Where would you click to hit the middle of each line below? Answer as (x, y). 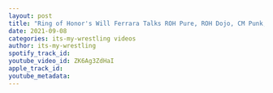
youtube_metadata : (39, 76)
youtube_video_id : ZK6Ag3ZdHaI (61, 61)
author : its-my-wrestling (52, 46)
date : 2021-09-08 (38, 31)
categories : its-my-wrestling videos (72, 38)
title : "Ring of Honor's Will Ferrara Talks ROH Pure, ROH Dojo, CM (127, 23)
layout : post (30, 16)
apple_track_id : (36, 69)
